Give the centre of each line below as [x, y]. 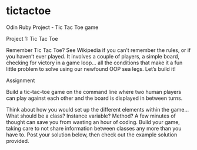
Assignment [21, 80]
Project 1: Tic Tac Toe [32, 38]
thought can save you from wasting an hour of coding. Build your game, [93, 122]
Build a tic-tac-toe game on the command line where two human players [94, 92]
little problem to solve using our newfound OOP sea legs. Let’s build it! [91, 69]
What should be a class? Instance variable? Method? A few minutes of [91, 116]
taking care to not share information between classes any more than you [94, 128]
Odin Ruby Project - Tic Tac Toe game [52, 27]
